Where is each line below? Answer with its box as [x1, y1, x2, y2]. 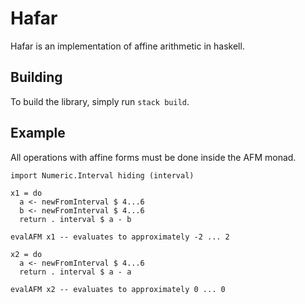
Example [10, 125, 66, 142]
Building [10, 69, 63, 86]
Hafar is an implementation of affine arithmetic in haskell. [10, 40, 245, 52]
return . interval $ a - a [19, 267, 132, 277]
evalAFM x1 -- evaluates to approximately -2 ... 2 [10, 232, 230, 242]
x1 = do [10, 188, 43, 198]
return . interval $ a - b [19, 214, 132, 224]
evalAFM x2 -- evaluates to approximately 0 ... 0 [10, 284, 226, 294]
